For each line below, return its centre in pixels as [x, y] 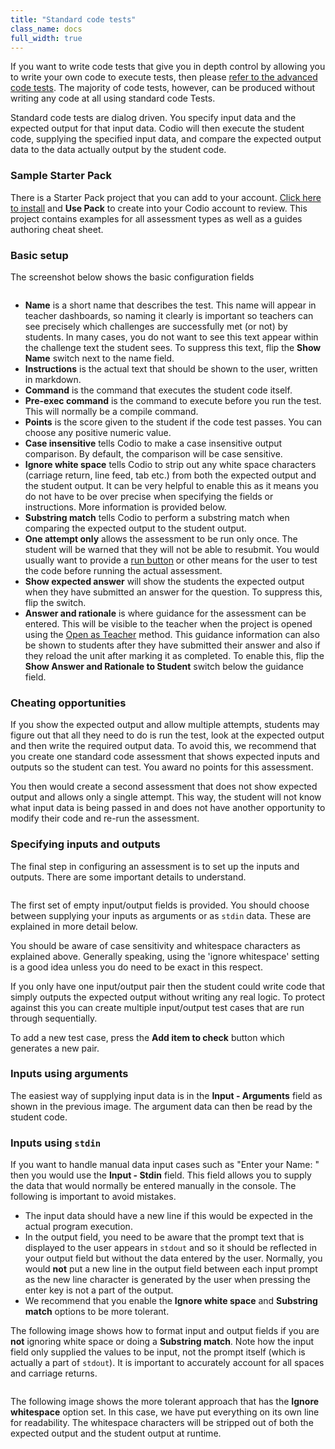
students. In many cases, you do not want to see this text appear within [171, 337]
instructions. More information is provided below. [125, 507]
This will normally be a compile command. [111, 411]
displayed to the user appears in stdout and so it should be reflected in [170, 1248]
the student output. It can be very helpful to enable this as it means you [171, 485]
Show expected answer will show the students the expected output [164, 581]
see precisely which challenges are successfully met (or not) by [156, 326]
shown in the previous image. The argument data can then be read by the [161, 1106]
